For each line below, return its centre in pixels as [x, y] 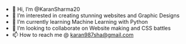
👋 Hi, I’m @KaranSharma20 [46, 9]
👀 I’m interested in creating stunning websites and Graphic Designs [96, 15]
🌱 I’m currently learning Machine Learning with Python [80, 22]
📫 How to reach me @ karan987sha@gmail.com [73, 35]
